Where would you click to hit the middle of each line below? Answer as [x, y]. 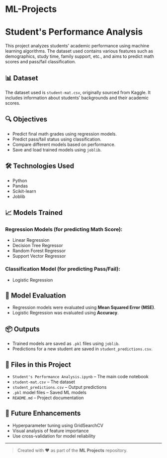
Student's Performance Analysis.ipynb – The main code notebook [80, 376]
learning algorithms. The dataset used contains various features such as [79, 51]
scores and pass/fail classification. [41, 62]
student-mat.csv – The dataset [44, 382]
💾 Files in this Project [38, 365]
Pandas [20, 186]
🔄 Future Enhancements [43, 413]
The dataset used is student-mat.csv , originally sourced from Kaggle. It [78, 92]
